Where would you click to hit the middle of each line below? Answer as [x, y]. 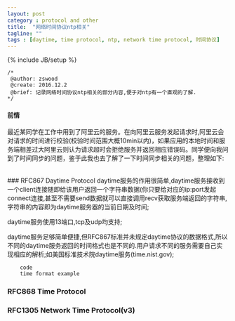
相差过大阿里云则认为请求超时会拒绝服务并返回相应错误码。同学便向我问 [124, 150]
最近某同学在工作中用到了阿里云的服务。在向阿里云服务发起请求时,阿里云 [113, 132]
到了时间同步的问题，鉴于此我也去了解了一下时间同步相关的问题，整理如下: [116, 158]
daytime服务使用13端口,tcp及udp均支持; [65, 222]
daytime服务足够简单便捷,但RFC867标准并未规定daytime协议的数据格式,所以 [117, 237]
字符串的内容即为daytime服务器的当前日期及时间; [78, 207]
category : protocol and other [53, 20]
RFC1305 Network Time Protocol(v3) [71, 310]
